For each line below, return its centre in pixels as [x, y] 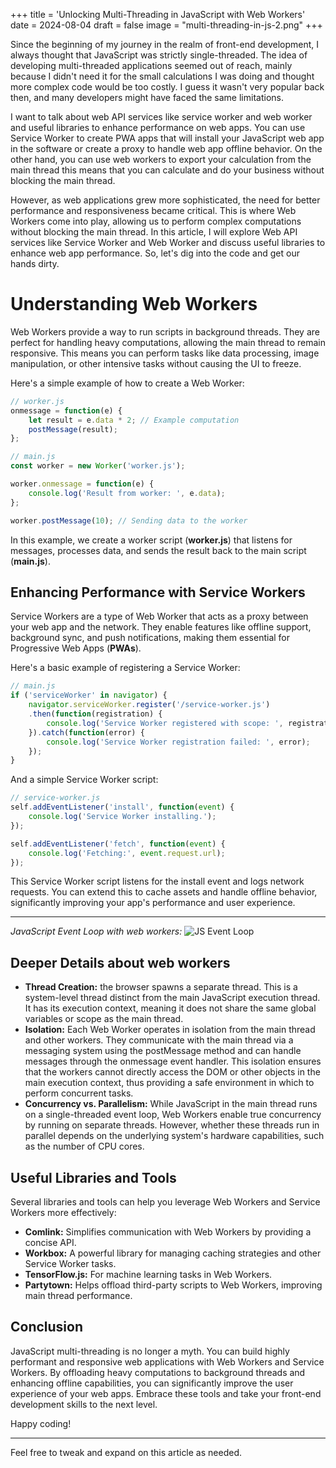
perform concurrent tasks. [79, 1093]
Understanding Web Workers [134, 304]
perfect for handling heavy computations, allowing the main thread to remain [168, 342]
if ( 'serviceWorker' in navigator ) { [89, 695]
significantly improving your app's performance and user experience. [153, 903]
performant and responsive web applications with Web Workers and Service [167, 1361]
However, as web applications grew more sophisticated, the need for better [165, 200]
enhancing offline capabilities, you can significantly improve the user [152, 1383]
